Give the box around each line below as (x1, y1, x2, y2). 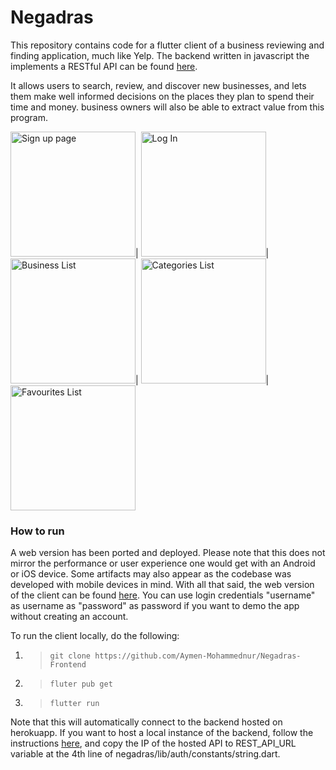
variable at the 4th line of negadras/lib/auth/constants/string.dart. (10, 748, 281, 760)
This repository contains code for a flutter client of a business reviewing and (10, 39, 325, 51)
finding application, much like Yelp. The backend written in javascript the (10, 49, 310, 61)
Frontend (49, 660, 87, 670)
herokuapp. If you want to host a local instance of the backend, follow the (10, 727, 314, 739)
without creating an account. (10, 611, 129, 623)
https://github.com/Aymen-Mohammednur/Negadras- (94, 651, 302, 661)
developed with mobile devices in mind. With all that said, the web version (10, 579, 315, 591)
